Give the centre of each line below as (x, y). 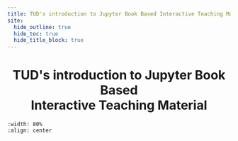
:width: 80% (25, 125)
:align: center (30, 131)
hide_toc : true (36, 34)
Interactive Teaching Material (119, 105)
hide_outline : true (42, 27)
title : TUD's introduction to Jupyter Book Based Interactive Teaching (115, 14)
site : (15, 21)
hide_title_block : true (49, 40)
